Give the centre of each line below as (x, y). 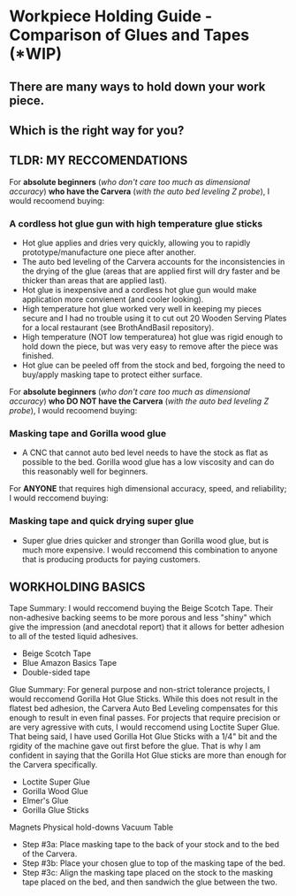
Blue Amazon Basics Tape (69, 663)
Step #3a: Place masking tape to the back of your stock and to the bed (151, 845)
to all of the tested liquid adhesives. (74, 637)
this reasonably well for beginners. (85, 472)
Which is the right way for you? (97, 130)
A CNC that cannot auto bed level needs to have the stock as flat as (145, 452)
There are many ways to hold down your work (137, 86)
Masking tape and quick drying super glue (102, 521)
